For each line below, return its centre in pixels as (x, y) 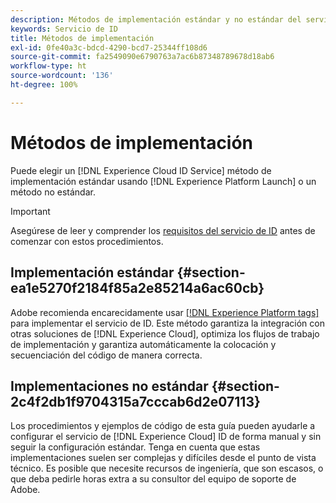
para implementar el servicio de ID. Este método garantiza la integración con (167, 323)
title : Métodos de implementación (82, 38)
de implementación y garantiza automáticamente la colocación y (143, 344)
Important (30, 211)
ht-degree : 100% (44, 85)
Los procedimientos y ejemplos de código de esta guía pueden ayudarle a (163, 426)
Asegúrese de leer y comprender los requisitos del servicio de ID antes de (163, 230)
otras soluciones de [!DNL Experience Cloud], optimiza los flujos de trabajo (165, 333)
